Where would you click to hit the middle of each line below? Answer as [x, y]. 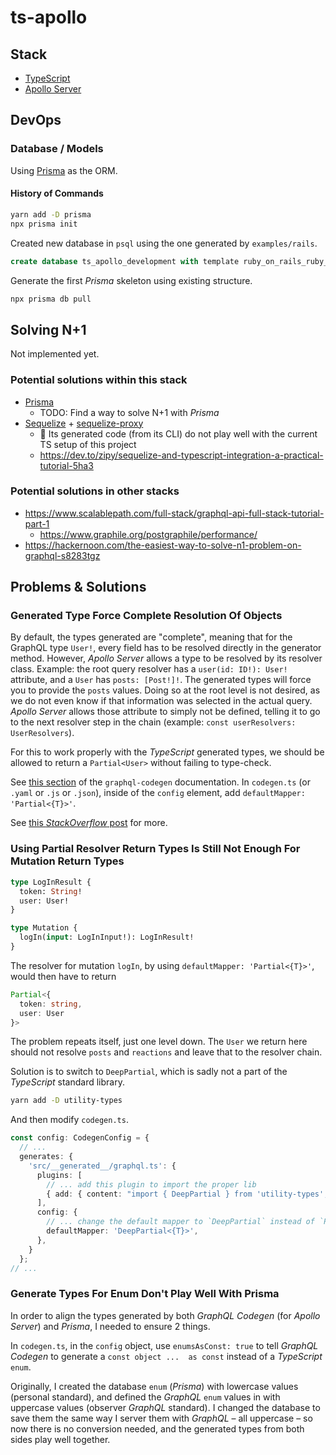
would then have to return [63, 976]
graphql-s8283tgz [62, 555]
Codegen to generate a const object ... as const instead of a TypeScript [166, 1356]
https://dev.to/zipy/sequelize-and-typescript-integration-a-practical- [181, 455]
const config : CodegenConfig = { [80, 1138]
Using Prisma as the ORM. [64, 170]
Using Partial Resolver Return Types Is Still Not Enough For [155, 849]
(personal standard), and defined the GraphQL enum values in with [145, 1397]
